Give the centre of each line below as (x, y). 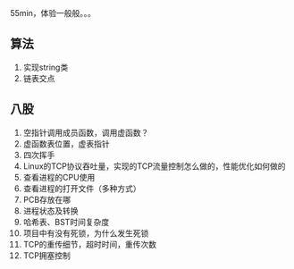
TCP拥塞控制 (46, 255)
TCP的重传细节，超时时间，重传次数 (90, 244)
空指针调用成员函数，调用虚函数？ (86, 132)
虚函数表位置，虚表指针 (66, 143)
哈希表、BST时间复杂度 (66, 222)
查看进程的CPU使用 (59, 177)
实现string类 (46, 67)
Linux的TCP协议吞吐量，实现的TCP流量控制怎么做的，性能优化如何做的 (154, 166)
